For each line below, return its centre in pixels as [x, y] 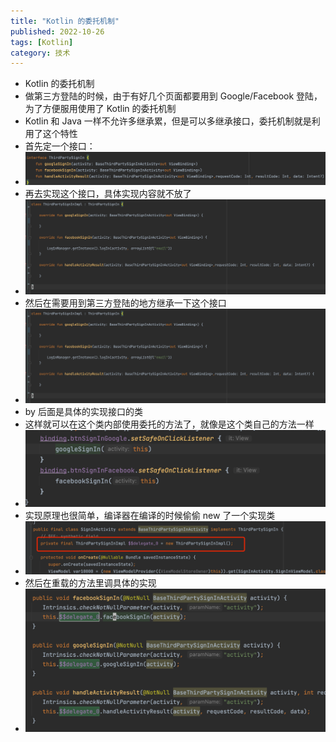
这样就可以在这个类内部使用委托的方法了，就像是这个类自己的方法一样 [169, 424]
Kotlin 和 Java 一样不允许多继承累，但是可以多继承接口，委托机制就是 [168, 121]
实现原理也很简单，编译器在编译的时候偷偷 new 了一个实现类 [150, 516]
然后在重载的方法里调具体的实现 [90, 583]
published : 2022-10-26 [57, 31]
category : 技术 [40, 53]
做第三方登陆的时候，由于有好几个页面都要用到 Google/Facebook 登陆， [173, 96]
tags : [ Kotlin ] [42, 42]
